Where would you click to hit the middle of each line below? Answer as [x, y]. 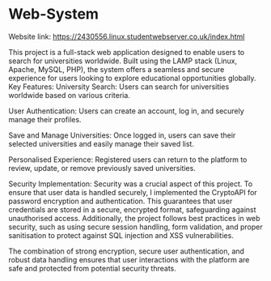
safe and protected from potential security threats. [92, 268]
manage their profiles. [45, 119]
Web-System [54, 14]
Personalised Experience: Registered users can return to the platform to [128, 160]
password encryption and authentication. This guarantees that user [121, 201]
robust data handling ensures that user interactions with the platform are [129, 259]
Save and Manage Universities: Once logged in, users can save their [122, 135]
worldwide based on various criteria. [70, 95]
